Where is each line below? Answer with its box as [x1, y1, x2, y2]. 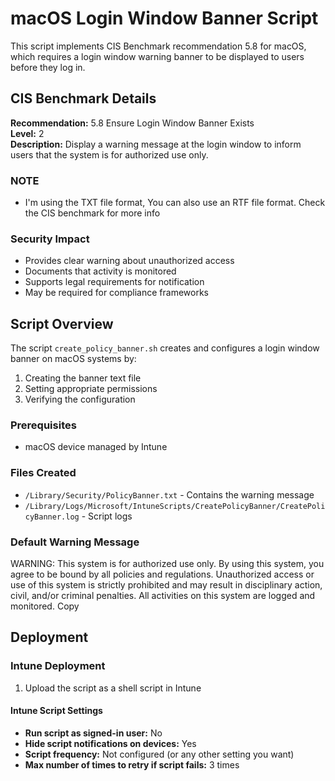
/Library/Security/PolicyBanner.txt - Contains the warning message [24, 488, 315, 501]
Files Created [10, 466, 77, 480]
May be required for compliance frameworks [24, 287, 209, 299]
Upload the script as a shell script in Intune [24, 682, 202, 694]
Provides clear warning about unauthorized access [24, 255, 235, 267]
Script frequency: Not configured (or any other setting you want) [24, 748, 295, 760]
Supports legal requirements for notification [24, 276, 205, 288]
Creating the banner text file [24, 372, 142, 384]
